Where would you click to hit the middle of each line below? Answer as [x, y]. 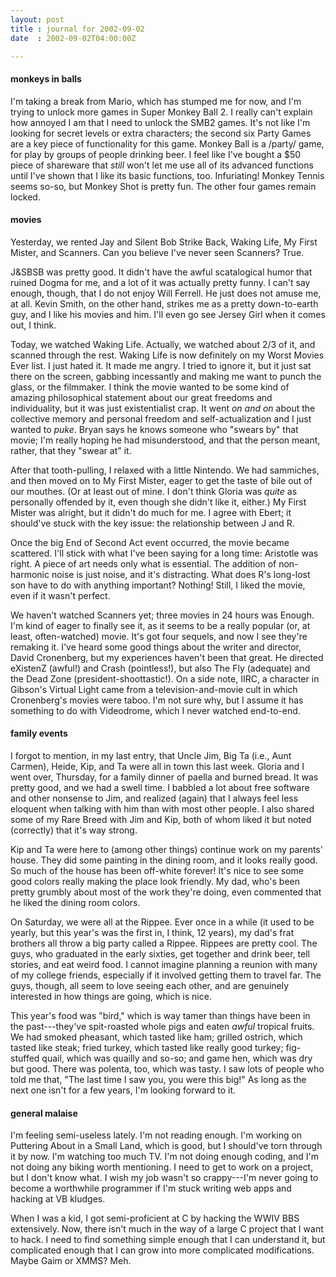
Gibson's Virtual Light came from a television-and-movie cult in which [154, 689]
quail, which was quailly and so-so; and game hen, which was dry [177, 1058]
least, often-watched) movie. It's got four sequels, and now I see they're [159, 636]
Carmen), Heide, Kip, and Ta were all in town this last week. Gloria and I [157, 766]
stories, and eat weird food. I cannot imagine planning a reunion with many [164, 964]
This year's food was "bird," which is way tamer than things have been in [160, 1015]
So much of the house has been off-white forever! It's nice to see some [157, 870]
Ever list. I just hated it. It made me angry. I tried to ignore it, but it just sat [161, 365]
